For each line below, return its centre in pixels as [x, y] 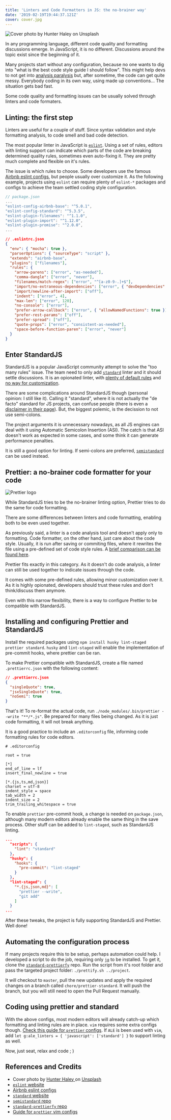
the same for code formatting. [37, 508]
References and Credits [44, 1067]
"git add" [29, 896]
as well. [13, 1041]
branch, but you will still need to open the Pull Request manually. [73, 991]
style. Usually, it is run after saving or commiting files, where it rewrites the [83, 544]
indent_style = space [28, 791]
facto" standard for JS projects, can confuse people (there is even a [77, 404]
